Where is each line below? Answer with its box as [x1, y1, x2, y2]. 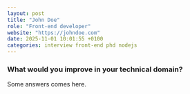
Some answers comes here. [7, 80, 87, 89]
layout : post [7, 10, 45, 17]
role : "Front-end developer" [7, 23, 91, 30]
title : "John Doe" [7, 16, 60, 23]
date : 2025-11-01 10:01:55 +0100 [7, 36, 104, 43]
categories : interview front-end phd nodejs [7, 42, 137, 49]
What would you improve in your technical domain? [7, 64, 183, 74]
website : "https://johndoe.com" [7, 29, 100, 36]
